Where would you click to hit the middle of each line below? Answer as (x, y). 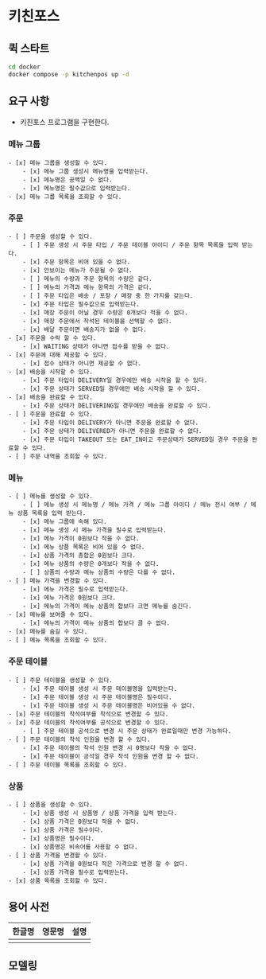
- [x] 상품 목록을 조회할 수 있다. (58, 881)
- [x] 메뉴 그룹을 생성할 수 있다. (58, 163)
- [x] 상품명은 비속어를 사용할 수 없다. (80, 847)
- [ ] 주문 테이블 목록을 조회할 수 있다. (68, 765)
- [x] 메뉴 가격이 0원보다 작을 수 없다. (81, 539)
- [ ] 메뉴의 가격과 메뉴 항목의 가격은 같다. (87, 287)
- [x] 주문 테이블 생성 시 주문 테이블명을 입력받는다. (100, 688)
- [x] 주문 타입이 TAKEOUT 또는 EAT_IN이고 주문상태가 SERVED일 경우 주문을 (135, 440)
